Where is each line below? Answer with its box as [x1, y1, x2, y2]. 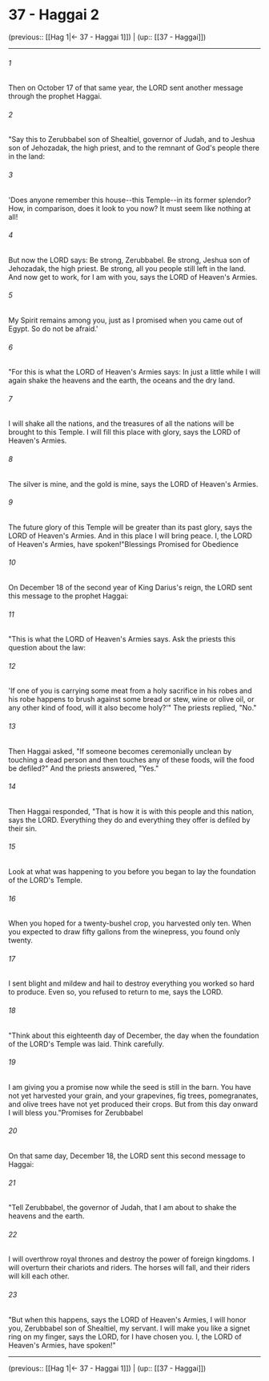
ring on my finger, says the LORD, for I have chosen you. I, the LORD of [8, 1331, 242, 1341]
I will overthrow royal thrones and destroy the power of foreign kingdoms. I [8, 1254, 255, 1264]
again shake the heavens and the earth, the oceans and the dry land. [8, 375, 235, 386]
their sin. [8, 824, 38, 833]
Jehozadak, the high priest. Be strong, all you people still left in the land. [8, 263, 247, 273]
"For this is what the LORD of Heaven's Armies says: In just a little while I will [8, 367, 261, 377]
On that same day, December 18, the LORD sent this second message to [8, 1151, 246, 1160]
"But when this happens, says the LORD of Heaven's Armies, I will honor [8, 1314, 247, 1324]
